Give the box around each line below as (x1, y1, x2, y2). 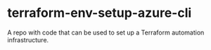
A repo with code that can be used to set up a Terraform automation (7, 28, 205, 37)
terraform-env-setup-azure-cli (7, 5, 192, 21)
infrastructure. (7, 35, 49, 44)
